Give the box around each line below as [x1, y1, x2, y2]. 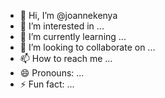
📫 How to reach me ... [19, 53, 113, 64]
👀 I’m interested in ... [19, 20, 105, 32]
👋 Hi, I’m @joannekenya [19, 10, 118, 21]
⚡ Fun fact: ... [19, 78, 75, 90]
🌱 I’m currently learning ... [19, 31, 127, 42]
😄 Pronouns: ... [19, 67, 85, 79]
